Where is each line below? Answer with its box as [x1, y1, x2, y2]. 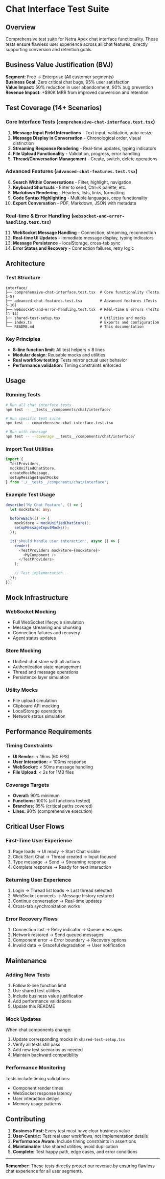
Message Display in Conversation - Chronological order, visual [12, 135, 141, 141]
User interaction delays [12, 1095, 60, 1101]
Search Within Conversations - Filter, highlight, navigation [12, 179, 132, 185]
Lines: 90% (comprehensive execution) [12, 808, 93, 814]
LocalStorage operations [12, 708, 63, 714]
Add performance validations [12, 998, 71, 1004]
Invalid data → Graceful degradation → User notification [12, 943, 126, 948]
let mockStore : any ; [10, 507, 52, 512]
